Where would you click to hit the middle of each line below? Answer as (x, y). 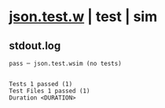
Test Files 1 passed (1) (49, 91)
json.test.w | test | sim (83, 17)
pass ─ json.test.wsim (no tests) (66, 63)
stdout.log (35, 46)
